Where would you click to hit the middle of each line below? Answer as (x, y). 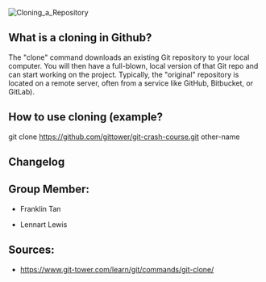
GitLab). (21, 91)
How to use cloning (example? (86, 117)
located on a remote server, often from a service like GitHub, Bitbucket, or (131, 83)
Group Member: (49, 189)
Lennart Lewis (44, 224)
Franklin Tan (40, 208)
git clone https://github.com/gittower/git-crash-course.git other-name (124, 137)
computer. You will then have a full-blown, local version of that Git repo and (133, 65)
